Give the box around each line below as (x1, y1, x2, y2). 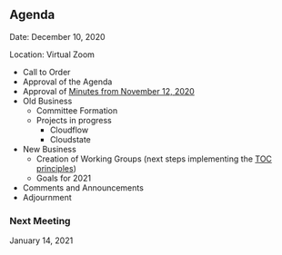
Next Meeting (9, 214, 71, 227)
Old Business (22, 95, 73, 106)
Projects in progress (35, 114, 112, 125)
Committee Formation (35, 104, 118, 116)
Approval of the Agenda (22, 76, 113, 87)
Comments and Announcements (22, 181, 144, 193)
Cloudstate (49, 133, 91, 144)
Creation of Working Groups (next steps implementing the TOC (35, 153, 273, 164)
